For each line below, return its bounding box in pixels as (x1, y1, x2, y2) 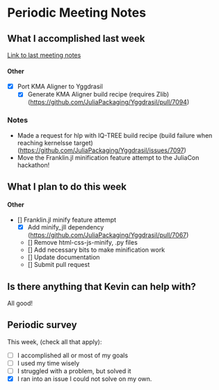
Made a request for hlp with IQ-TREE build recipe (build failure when (17, 131, 213, 140)
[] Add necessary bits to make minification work (27, 245, 165, 254)
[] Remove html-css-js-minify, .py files (27, 238, 138, 247)
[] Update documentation (27, 253, 100, 261)
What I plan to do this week (7, 181, 127, 193)
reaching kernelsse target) (17, 138, 94, 147)
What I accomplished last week (7, 33, 145, 44)
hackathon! (17, 161, 50, 169)
